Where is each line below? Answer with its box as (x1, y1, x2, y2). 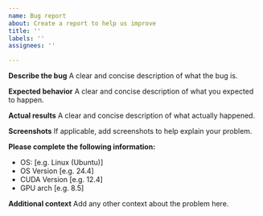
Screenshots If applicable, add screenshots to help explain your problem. (8, 127, 253, 136)
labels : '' (8, 34, 45, 43)
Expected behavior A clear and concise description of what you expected (8, 86, 254, 97)
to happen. (8, 95, 44, 105)
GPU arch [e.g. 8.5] (19, 183, 84, 193)
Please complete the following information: (8, 142, 156, 152)
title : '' (8, 27, 42, 35)
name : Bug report (8, 11, 67, 20)
